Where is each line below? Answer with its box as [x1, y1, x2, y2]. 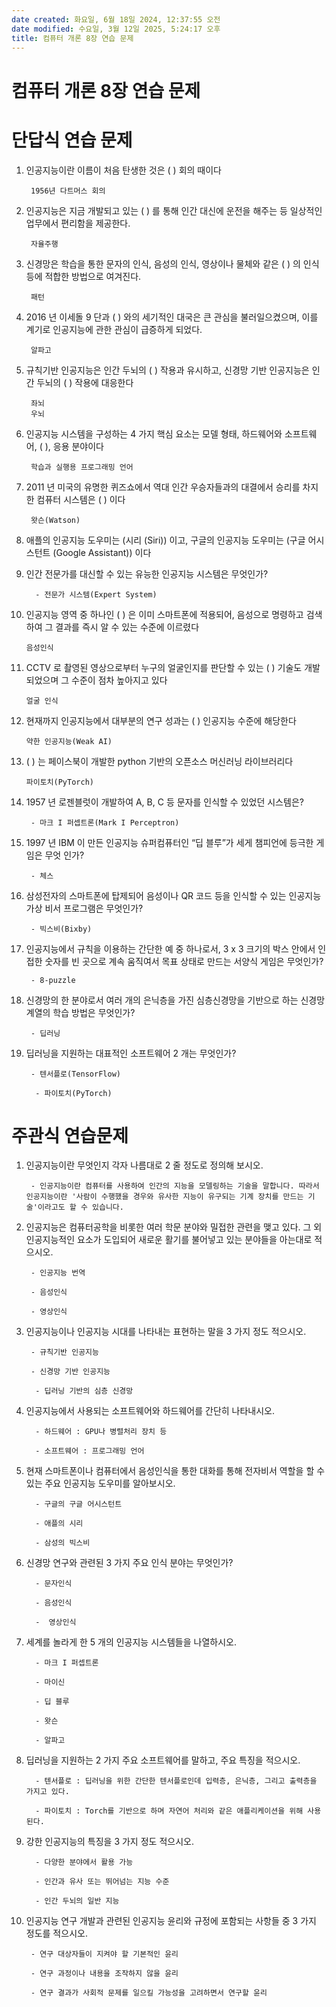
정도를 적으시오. [25, 1927, 88, 1940]
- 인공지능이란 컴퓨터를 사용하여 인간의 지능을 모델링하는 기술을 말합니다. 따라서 [30, 1181, 320, 1191]
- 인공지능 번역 [30, 1268, 86, 1278]
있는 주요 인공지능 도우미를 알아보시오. [25, 1477, 176, 1490]
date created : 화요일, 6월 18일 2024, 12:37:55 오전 [11, 14, 221, 25]
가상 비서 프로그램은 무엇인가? [25, 902, 144, 914]
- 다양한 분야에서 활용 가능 [35, 1857, 134, 1868]
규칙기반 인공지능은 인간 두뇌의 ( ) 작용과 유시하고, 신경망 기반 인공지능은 [25, 364, 310, 376]
